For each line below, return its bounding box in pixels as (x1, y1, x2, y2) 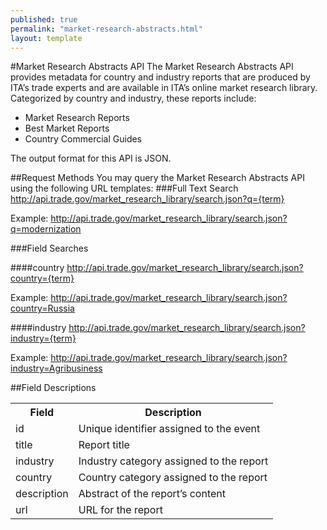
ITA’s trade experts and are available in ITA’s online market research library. (10, 82, 318, 94)
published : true (10, 14, 78, 25)
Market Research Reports (24, 112, 130, 124)
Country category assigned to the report (78, 471, 268, 485)
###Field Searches (10, 242, 89, 255)
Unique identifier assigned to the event (78, 422, 261, 436)
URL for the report (78, 503, 163, 517)
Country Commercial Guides (24, 133, 143, 145)
